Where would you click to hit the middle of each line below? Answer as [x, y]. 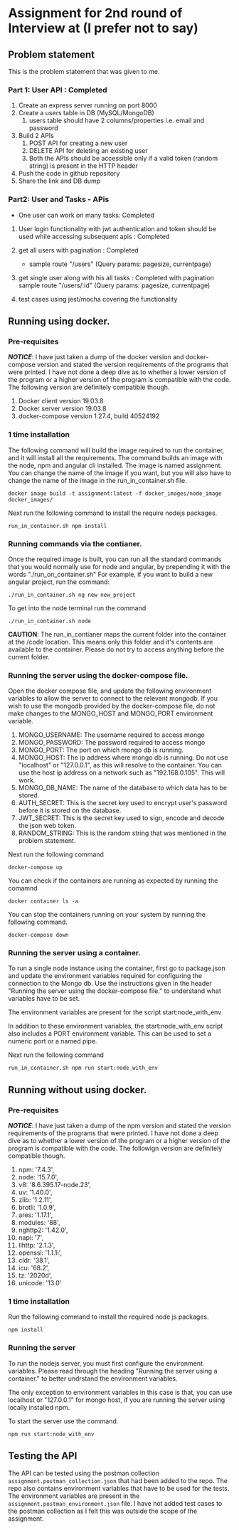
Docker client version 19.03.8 [61, 401]
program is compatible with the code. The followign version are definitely [115, 1148]
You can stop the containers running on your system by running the [107, 915]
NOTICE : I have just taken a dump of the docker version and [96, 357]
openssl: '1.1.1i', [40, 1253]
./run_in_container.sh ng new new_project [72, 595]
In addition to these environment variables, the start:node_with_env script [116, 1026]
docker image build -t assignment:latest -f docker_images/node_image [115, 493]
